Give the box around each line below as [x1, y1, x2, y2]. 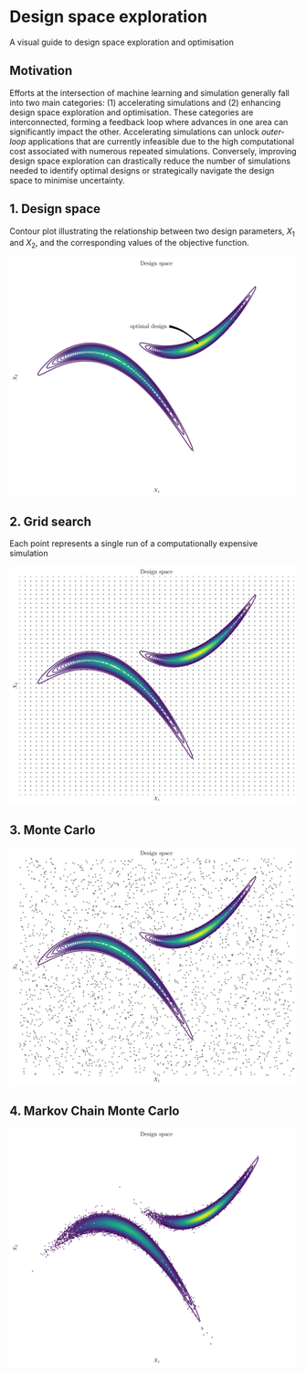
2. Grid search [9, 513, 92, 529]
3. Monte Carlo [9, 822, 96, 838]
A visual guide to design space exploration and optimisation [9, 37, 235, 48]
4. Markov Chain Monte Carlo [9, 1104, 180, 1119]
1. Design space [9, 201, 101, 217]
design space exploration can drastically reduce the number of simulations [9, 155, 290, 166]
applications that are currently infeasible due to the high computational [27, 135, 295, 147]
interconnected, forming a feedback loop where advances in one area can [9, 116, 289, 127]
